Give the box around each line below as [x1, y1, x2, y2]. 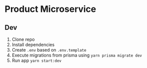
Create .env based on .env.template [11, 47, 86, 53]
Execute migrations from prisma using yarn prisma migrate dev [11, 52, 143, 58]
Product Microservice [4, 3, 96, 15]
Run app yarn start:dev [11, 58, 62, 63]
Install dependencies [11, 42, 55, 48]
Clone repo [11, 36, 35, 42]
